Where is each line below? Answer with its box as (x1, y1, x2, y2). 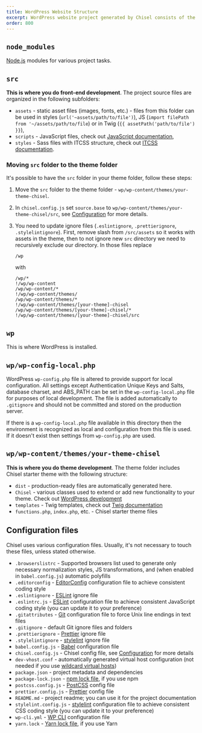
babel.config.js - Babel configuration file (14, 642, 119, 650)
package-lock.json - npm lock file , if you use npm (14, 674, 139, 682)
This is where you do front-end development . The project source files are (6, 89, 192, 96)
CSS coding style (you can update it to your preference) (14, 707, 154, 714)
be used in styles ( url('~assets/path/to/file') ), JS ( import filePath (14, 114, 189, 121)
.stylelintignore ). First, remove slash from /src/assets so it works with (14, 229, 195, 236)
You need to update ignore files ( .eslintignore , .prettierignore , (14, 222, 177, 229)
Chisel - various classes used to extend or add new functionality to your (14, 488, 195, 496)
